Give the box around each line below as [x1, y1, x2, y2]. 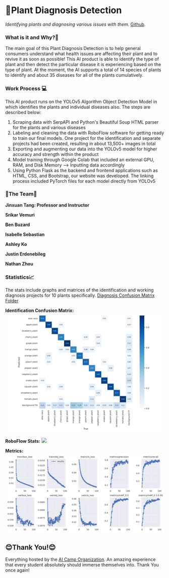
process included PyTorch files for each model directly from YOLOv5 [12, 178, 156, 184]
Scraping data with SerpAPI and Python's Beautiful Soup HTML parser [12, 119, 159, 125]
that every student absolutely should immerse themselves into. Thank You [5, 561, 159, 567]
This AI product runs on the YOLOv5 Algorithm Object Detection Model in [5, 98, 157, 104]
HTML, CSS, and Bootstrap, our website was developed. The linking [12, 173, 154, 179]
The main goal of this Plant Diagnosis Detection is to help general [5, 45, 141, 51]
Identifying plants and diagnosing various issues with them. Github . [5, 21, 146, 27]
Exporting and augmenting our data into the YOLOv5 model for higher [12, 146, 157, 152]
